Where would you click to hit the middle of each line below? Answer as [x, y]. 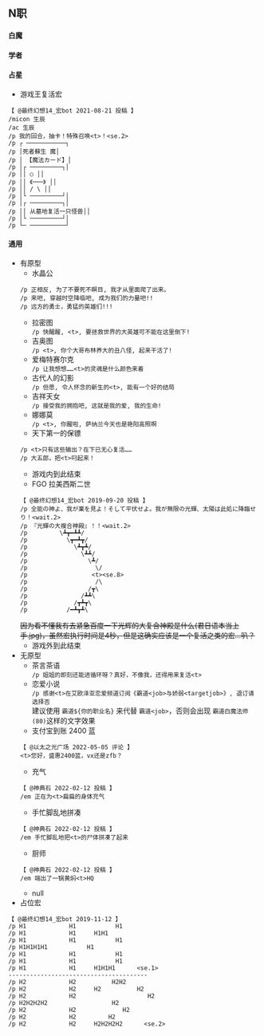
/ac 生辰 [22, 128]
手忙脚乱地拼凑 [56, 812]
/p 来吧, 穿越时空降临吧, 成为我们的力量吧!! [87, 298]
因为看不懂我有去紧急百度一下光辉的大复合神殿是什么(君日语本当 [126, 625]
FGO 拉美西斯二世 [61, 483]
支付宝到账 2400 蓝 [63, 731]
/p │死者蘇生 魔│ [34, 152]
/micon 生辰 [27, 119]
